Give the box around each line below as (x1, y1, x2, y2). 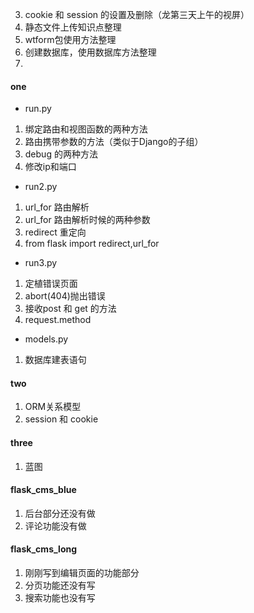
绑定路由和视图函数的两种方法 (24, 123, 148, 135)
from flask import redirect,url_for (24, 238, 160, 250)
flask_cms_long (10, 543, 78, 555)
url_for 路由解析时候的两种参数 (24, 214, 151, 226)
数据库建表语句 (24, 354, 87, 366)
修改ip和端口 (24, 161, 77, 173)
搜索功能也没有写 (24, 592, 96, 604)
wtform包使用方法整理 (24, 34, 117, 45)
